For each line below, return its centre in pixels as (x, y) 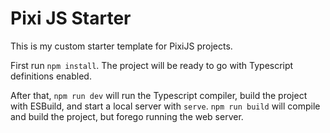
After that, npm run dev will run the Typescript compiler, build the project (159, 95)
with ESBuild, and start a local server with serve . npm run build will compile (165, 106)
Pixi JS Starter (71, 18)
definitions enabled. (51, 76)
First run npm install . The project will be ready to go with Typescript (152, 65)
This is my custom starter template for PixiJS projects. (121, 46)
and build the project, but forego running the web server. (127, 116)
